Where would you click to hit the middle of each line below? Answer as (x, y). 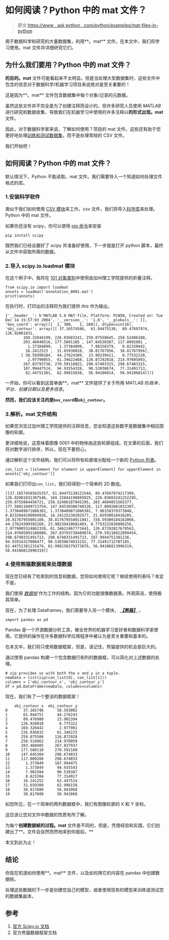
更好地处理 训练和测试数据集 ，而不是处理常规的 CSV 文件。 (66, 135)
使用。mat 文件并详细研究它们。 (43, 47)
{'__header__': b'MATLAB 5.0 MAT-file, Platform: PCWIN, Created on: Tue (84, 316)
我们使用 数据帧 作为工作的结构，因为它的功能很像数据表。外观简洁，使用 (81, 593)
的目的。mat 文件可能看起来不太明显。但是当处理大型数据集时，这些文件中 (82, 78)
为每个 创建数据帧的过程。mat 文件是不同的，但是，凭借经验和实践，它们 (80, 825)
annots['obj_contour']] (30, 474)
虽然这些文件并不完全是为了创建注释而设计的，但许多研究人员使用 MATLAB (83, 106)
